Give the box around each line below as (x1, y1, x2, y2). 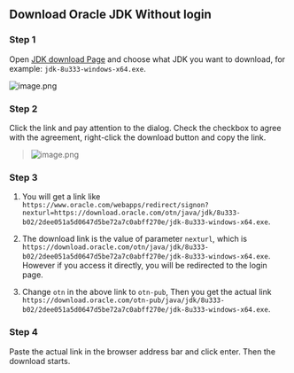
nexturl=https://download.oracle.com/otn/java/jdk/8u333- (21, 208, 241, 218)
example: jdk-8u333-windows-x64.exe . (9, 63, 146, 74)
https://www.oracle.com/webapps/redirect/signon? (21, 201, 210, 210)
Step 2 (9, 102, 38, 114)
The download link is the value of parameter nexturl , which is (21, 234, 248, 245)
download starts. (9, 355, 71, 366)
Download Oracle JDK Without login (9, 7, 213, 22)
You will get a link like (21, 191, 101, 202)
